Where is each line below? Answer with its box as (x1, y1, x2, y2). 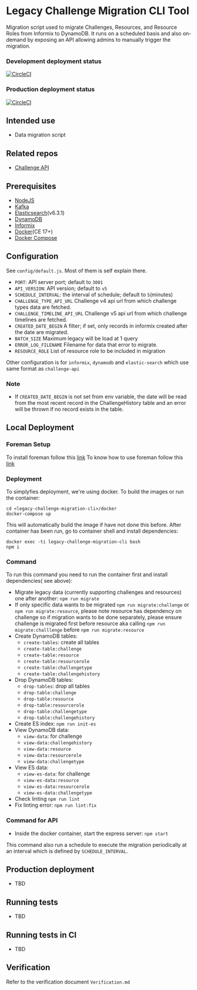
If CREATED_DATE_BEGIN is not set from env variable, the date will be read (14, 393, 187, 400)
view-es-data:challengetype (23, 790, 92, 796)
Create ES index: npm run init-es (14, 720, 96, 727)
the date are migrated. (14, 328, 69, 335)
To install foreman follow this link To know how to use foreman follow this (6, 454, 183, 461)
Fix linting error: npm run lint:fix (14, 801, 97, 808)
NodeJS (14, 196, 35, 204)
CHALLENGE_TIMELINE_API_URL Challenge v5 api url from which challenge (14, 309, 187, 316)
